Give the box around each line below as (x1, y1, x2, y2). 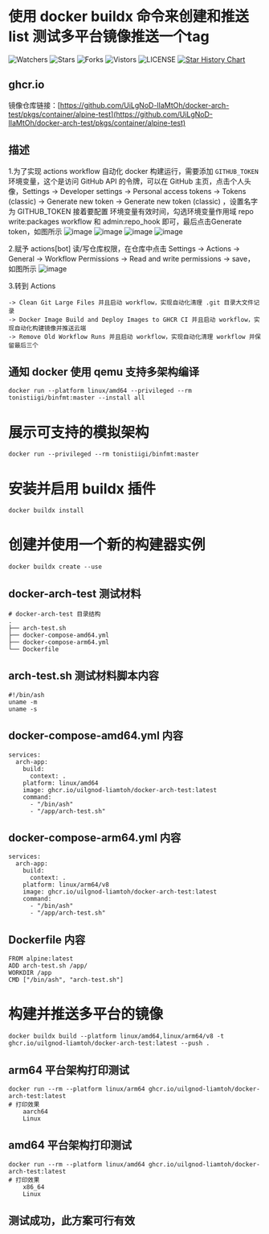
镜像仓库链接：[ (8, 100, 61, 109)
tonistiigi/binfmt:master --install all (8, 394, 146, 402)
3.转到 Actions (8, 281, 56, 291)
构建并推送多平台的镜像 (8, 1005, 164, 1023)
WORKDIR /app (8, 969, 52, 977)
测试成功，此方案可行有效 (8, 1214, 135, 1228)
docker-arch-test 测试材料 (8, 587, 142, 600)
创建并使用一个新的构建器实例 (8, 536, 206, 554)
